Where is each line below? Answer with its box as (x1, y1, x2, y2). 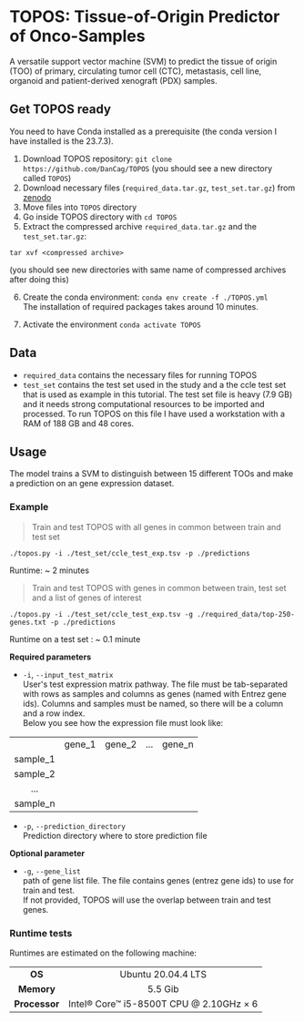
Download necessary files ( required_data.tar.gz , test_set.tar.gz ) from (22, 182, 296, 193)
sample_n (14, 797, 56, 810)
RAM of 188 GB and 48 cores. (22, 417, 135, 429)
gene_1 (64, 738, 96, 751)
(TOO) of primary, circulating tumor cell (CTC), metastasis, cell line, (9, 66, 262, 77)
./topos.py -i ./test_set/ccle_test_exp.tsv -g (9, 609, 194, 618)
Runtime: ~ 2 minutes (9, 565, 89, 576)
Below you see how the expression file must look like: (22, 717, 224, 728)
